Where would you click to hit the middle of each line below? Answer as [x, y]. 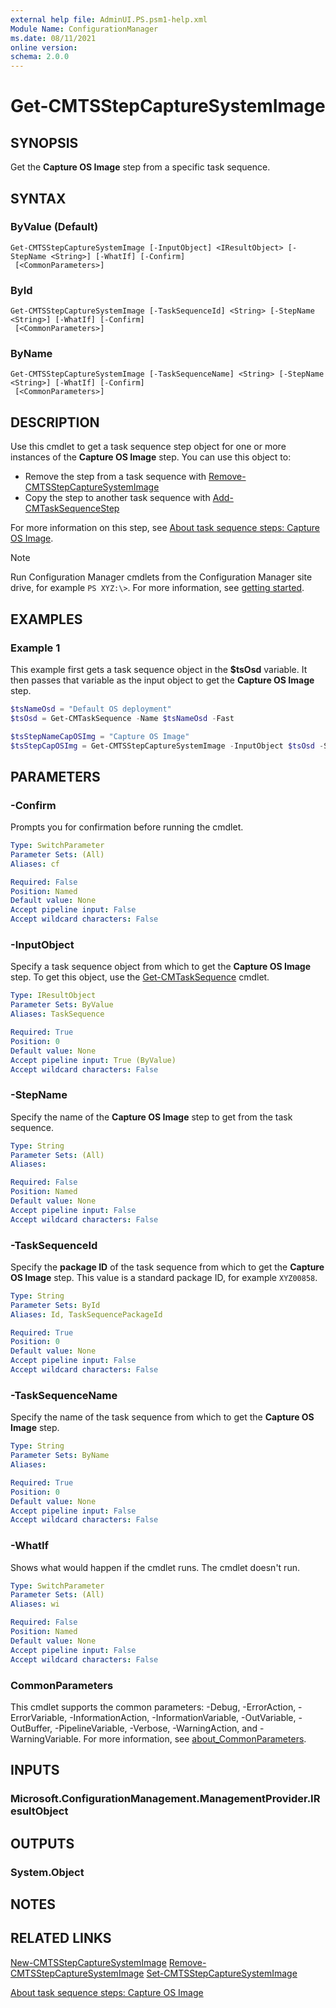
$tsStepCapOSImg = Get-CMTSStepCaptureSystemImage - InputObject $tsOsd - [167, 746]
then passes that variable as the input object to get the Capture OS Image [162, 680]
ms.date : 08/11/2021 [53, 38]
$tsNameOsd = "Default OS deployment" [91, 709]
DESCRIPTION [55, 422]
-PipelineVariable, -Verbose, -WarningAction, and [156, 1728]
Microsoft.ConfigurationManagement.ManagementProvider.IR [165, 1799]
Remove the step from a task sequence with [115, 477]
